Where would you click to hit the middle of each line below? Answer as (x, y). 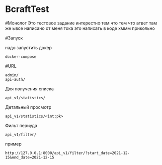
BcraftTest (27, 9)
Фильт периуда (21, 125)
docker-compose (21, 57)
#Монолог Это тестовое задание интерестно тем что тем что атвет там (81, 23)
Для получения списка (29, 89)
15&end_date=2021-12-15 (30, 157)
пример (13, 144)
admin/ (12, 75)
